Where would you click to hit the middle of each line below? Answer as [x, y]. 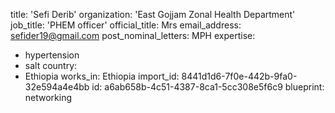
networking [48, 97]
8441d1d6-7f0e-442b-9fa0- [239, 76]
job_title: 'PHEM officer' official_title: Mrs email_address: [126, 25]
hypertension [52, 55]
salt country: [51, 65]
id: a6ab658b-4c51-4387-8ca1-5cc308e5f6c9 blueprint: [208, 87]
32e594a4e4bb [57, 87]
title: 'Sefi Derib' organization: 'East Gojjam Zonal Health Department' [153, 14]
